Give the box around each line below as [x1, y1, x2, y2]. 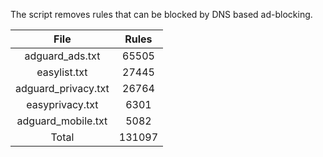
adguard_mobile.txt [16, 114, 108, 128]
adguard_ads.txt [24, 49, 101, 63]
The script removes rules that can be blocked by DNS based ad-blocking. [10, 9, 313, 20]
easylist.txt [36, 65, 88, 79]
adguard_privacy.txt [15, 82, 110, 95]
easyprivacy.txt [26, 98, 99, 111]
